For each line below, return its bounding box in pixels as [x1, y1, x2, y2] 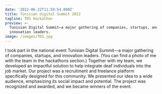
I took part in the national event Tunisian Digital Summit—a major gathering [5, 47, 153, 53]
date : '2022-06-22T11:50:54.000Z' [5, 7, 75, 12]
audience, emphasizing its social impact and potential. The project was [5, 78, 146, 84]
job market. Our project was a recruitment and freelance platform [5, 68, 135, 74]
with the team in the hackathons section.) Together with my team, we [5, 58, 142, 63]
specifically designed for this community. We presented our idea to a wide [5, 73, 153, 79]
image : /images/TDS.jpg [5, 34, 53, 39]
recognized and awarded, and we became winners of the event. [5, 83, 132, 89]
